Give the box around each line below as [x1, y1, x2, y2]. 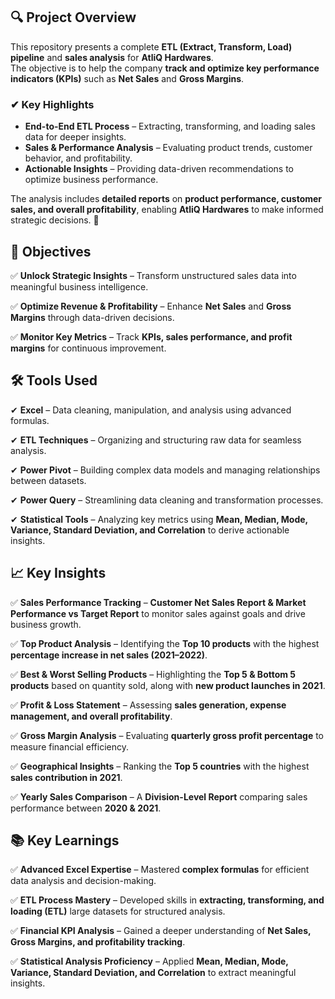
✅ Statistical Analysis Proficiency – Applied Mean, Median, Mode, [10, 955, 289, 968]
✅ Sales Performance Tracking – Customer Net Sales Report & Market [10, 596, 307, 608]
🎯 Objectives [10, 243, 92, 260]
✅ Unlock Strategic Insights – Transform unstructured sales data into [10, 269, 297, 281]
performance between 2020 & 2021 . [10, 802, 162, 814]
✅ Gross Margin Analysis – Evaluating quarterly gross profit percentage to [10, 729, 325, 741]
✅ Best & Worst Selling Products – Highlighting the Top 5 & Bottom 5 [10, 668, 297, 680]
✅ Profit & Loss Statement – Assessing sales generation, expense [10, 699, 287, 711]
